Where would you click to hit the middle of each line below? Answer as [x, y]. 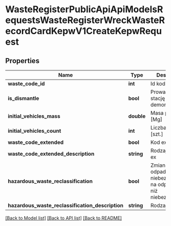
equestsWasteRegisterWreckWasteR [85, 20]
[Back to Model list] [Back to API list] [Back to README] [64, 218]
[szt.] [157, 134]
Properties [22, 60]
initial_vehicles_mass [34, 116]
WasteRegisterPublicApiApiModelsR [84, 9]
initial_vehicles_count [35, 131]
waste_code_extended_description [51, 154]
